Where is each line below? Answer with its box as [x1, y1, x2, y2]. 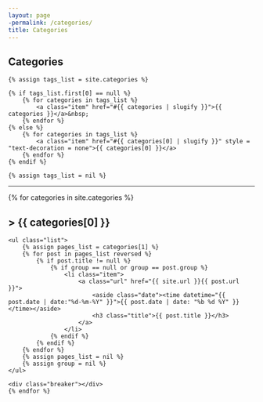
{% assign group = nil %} [22, 360, 107, 368]
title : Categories [8, 26, 68, 34]
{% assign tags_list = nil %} [8, 172, 107, 180]
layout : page [8, 11, 51, 20]
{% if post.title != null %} [36, 257, 131, 265]
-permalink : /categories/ [8, 19, 92, 27]
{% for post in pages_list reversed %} [22, 250, 153, 258]
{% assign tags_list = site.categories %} [8, 76, 149, 84]
